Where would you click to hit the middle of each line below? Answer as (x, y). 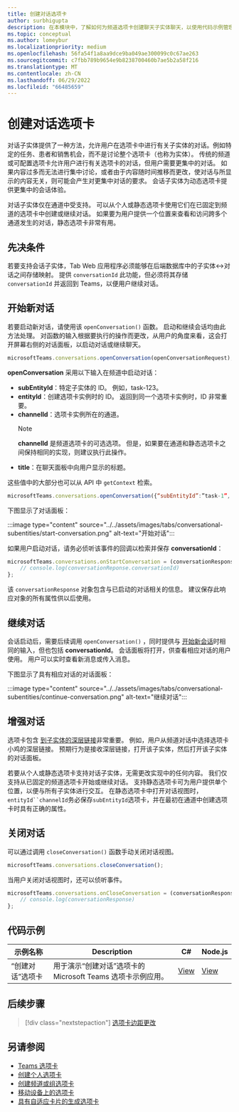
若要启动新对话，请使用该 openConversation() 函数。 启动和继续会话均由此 (117, 326)
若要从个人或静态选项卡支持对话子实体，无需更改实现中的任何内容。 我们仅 (117, 772)
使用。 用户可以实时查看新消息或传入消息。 (70, 659)
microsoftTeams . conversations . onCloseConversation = (87, 893)
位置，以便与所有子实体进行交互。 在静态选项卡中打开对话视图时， (105, 790)
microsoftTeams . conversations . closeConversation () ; (85, 865)
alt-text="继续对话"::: (156, 697)
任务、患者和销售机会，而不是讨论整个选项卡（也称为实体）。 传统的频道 (125, 154)
